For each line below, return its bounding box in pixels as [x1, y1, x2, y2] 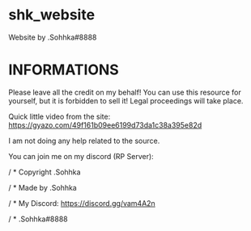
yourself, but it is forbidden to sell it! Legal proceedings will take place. [8, 95, 244, 106]
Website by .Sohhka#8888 [8, 32, 97, 42]
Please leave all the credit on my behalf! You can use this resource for [8, 87, 241, 97]
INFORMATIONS [8, 61, 119, 79]
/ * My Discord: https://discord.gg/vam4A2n [8, 198, 155, 208]
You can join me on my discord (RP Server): [8, 151, 154, 161]
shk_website [8, 6, 96, 24]
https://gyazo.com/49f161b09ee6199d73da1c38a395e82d [8, 120, 202, 130]
